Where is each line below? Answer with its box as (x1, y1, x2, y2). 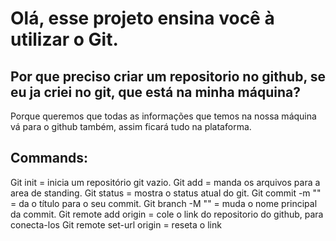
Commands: (10, 150, 89, 167)
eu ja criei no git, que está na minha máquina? (10, 83, 301, 101)
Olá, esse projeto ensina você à (10, 7, 275, 30)
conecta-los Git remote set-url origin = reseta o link (10, 218, 222, 231)
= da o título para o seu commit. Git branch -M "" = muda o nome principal (10, 197, 318, 209)
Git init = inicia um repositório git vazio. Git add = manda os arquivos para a (10, 176, 321, 188)
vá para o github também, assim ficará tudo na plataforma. (10, 121, 252, 132)
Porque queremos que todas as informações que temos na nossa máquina (10, 110, 317, 122)
